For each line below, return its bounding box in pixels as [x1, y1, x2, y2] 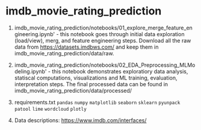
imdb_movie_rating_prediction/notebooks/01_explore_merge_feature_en [14, 24, 193, 31]
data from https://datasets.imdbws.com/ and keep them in [14, 43, 159, 51]
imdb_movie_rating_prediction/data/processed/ [14, 87, 132, 94]
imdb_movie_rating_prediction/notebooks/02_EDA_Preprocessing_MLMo [14, 61, 196, 69]
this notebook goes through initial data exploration [60, 30, 185, 37]
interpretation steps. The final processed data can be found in [14, 80, 169, 88]
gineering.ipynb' [14, 30, 55, 37]
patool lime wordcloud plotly [14, 106, 87, 112]
